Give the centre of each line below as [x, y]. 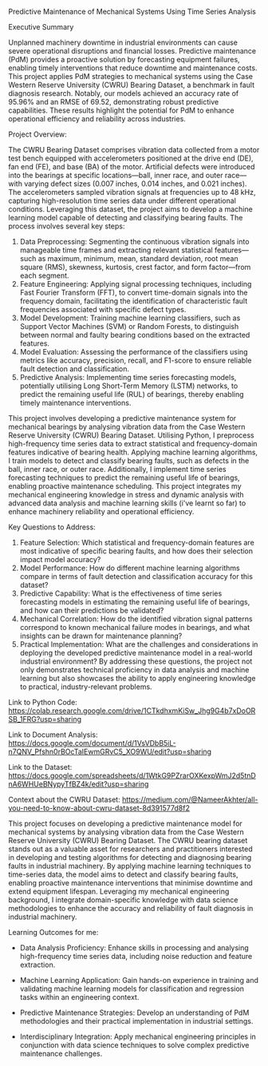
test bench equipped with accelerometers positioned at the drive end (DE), [131, 158]
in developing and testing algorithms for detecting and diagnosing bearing [130, 857]
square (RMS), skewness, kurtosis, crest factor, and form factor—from [135, 267]
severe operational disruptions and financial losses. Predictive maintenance [132, 51]
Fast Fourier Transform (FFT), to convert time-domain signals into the [134, 292]
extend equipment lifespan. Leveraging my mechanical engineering [119, 891]
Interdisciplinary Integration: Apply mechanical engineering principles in [138, 1036]
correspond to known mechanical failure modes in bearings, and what [135, 627]
